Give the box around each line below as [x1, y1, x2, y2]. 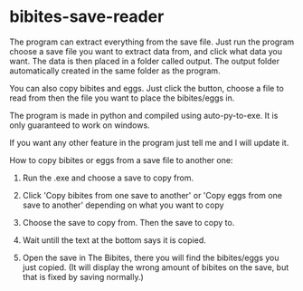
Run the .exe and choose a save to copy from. [22, 172, 194, 183]
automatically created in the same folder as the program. [9, 65, 221, 76]
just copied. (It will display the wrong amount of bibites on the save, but [22, 261, 289, 273]
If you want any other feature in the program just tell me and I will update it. [9, 137, 289, 148]
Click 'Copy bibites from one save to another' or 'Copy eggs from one [22, 189, 283, 200]
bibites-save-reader [9, 6, 165, 27]
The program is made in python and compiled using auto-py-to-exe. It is [9, 110, 279, 121]
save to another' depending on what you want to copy [22, 199, 224, 210]
